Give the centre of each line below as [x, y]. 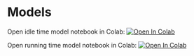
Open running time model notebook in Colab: [72, 45]
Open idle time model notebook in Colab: [66, 31]
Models [29, 12]
